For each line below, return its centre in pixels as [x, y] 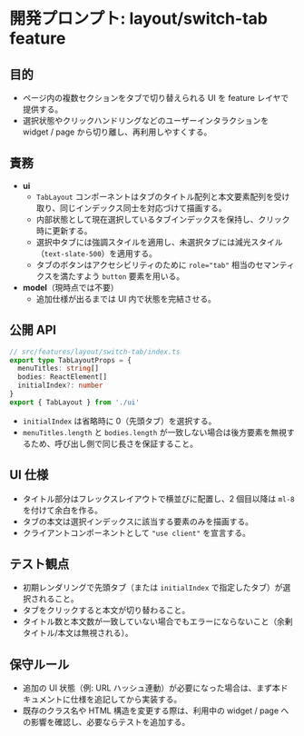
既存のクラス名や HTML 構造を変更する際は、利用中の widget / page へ [156, 711]
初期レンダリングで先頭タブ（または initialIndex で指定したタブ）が [152, 588]
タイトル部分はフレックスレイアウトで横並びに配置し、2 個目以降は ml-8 [158, 498]
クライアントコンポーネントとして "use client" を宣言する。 [137, 532]
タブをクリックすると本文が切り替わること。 [106, 611]
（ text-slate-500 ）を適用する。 [96, 253]
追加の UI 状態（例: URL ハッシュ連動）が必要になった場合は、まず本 [152, 688]
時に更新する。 [64, 230]
